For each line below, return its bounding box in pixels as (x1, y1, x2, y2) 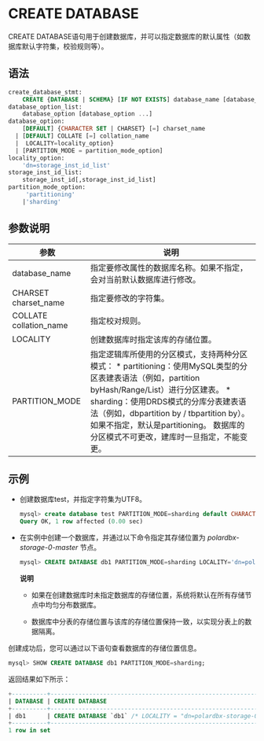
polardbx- (207, 533, 240, 543)
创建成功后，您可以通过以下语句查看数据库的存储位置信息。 (8, 643, 201, 653)
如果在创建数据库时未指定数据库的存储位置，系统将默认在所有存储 (31, 591, 245, 599)
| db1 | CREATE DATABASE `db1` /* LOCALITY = (8, 712, 178, 720)
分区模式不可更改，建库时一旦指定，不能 (90, 431, 240, 442)
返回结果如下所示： (8, 674, 71, 684)
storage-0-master (19, 543, 79, 552)
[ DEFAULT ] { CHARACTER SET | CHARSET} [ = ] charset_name (22, 125, 206, 133)
